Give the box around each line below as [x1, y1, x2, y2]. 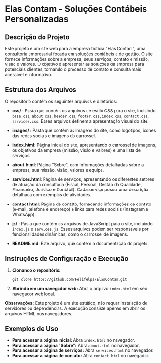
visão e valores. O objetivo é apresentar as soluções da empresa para [5, 62, 144, 67]
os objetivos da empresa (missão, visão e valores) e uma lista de [12, 147, 141, 153]
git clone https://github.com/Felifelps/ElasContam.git [12, 277, 127, 282]
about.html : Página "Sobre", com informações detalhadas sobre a [12, 161, 144, 168]
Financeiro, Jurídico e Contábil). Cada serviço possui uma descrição [12, 187, 149, 192]
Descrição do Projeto [5, 33, 70, 41]
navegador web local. [12, 291, 56, 297]
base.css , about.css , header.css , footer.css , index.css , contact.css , [12, 113, 149, 119]
